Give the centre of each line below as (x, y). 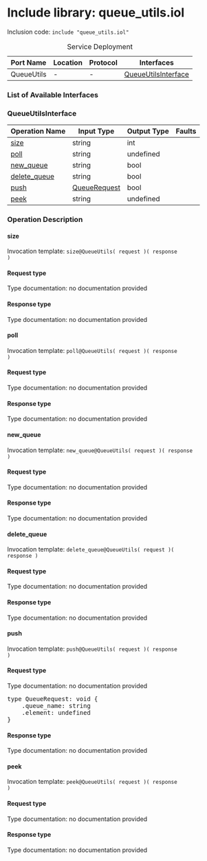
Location (68, 62)
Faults (186, 131)
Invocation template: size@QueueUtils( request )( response (92, 251)
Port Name (29, 62)
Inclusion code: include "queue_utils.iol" (68, 32)
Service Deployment (100, 46)
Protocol (103, 62)
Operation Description (45, 220)
